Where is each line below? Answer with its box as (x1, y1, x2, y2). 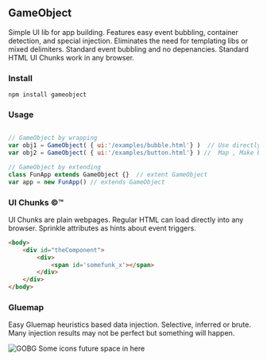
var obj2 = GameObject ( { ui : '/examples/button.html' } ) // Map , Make (8, 149, 254, 157)
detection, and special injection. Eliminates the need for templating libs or (8, 36, 249, 45)
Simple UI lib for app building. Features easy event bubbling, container (8, 27, 238, 37)
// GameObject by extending (8, 163, 102, 172)
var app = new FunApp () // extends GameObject (8, 178, 165, 186)
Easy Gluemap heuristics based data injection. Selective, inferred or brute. (8, 320, 252, 329)
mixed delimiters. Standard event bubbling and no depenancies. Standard (8, 44, 249, 54)
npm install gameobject (8, 91, 87, 99)
